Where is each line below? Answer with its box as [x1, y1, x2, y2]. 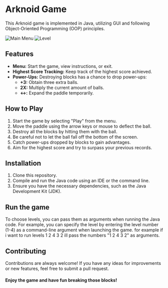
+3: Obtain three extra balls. [20, 79, 79, 85]
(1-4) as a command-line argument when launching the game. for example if [5, 227, 163, 233]
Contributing [5, 247, 46, 255]
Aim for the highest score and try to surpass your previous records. [12, 144, 152, 150]
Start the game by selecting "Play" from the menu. [12, 118, 117, 124]
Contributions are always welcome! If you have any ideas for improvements [5, 260, 161, 266]
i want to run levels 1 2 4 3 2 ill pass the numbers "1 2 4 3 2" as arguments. [5, 232, 160, 238]
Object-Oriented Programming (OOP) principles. [5, 25, 105, 31]
